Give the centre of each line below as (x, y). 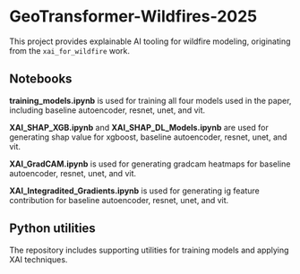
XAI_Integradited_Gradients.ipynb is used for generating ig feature (134, 191)
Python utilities (52, 229)
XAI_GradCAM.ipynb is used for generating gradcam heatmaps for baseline (150, 164)
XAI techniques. (39, 259)
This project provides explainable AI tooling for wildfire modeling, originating (150, 41)
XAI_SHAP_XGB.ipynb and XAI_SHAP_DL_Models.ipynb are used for (139, 127)
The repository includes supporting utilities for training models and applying (149, 250)
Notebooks (41, 79)
